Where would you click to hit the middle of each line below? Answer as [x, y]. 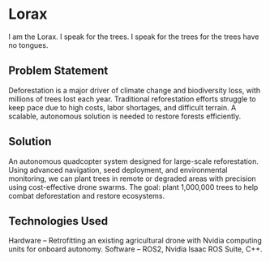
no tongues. [28, 45]
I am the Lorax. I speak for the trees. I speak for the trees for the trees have [134, 37]
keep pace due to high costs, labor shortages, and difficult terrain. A [122, 107]
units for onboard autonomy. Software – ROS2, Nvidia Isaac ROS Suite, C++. [135, 249]
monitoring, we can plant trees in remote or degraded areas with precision [133, 178]
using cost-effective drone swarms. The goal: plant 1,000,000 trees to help [133, 187]
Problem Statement [58, 71]
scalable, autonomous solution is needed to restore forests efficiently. [125, 116]
